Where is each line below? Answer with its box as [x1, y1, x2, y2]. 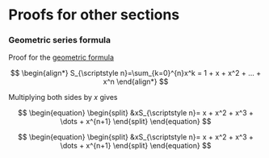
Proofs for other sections [8, 6, 180, 24]
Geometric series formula [8, 35, 111, 46]
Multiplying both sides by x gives [8, 93, 119, 102]
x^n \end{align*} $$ [103, 77, 169, 86]
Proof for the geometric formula [8, 52, 115, 62]
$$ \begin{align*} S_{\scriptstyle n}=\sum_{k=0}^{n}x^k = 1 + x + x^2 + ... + [11, 69, 261, 78]
